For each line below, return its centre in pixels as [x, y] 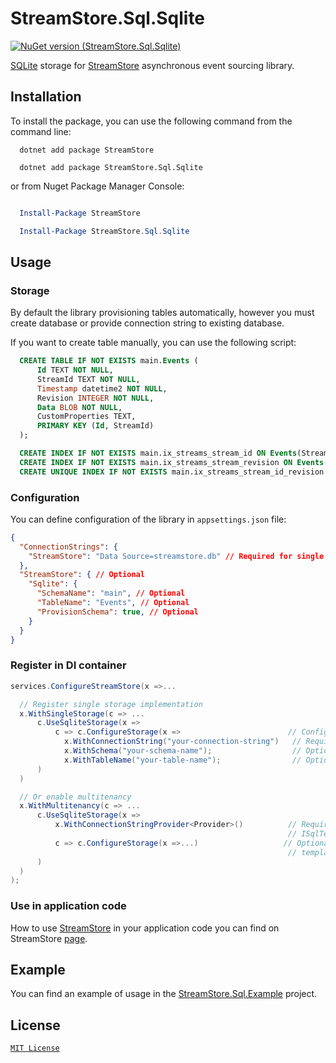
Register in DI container [68, 665]
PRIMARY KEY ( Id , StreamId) [95, 426]
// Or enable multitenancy [75, 797]
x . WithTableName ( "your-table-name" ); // [182, 760]
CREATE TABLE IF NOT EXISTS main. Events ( [109, 361]
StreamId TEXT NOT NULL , [88, 379]
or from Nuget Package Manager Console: [97, 186]
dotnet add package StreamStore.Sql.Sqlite [111, 167]
